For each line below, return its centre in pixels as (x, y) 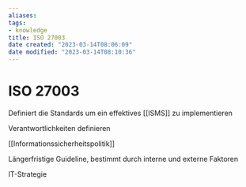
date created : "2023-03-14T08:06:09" (70, 45)
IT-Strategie (28, 174)
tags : (17, 23)
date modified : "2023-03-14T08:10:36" (72, 52)
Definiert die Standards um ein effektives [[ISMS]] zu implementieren (121, 113)
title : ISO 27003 (37, 37)
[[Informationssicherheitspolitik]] (62, 144)
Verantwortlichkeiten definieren (59, 128)
